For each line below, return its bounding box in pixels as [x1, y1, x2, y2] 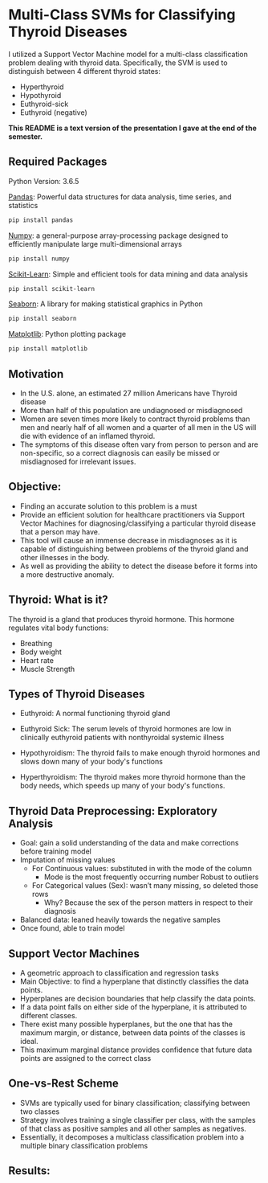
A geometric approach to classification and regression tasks [19, 968, 219, 977]
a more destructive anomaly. [19, 569, 115, 579]
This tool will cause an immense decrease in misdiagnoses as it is [19, 535, 238, 545]
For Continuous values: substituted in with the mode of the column [31, 864, 253, 874]
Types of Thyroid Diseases [8, 687, 145, 701]
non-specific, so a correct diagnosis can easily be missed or [19, 448, 221, 457]
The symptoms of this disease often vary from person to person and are [19, 440, 258, 449]
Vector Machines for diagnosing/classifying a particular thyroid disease [19, 518, 257, 528]
